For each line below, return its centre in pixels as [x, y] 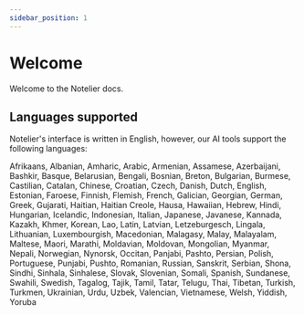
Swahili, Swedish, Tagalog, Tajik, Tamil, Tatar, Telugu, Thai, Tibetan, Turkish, [152, 283]
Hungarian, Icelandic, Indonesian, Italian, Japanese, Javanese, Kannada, [146, 215]
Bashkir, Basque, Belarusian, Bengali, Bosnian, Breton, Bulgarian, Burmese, [150, 176]
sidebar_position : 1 [49, 18]
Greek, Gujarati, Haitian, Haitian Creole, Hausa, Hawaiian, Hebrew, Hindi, [146, 205]
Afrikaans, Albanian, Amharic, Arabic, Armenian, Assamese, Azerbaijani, [145, 166]
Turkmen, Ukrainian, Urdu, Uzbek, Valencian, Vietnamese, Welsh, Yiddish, [148, 292]
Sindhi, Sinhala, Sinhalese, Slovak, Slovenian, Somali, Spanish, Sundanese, [150, 273]
